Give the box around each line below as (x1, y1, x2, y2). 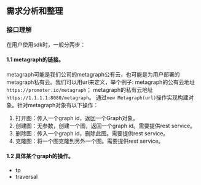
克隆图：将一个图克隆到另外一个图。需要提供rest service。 (15, 137, 164, 145)
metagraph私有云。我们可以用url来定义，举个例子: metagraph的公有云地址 (6, 78, 195, 86)
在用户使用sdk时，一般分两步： (6, 40, 86, 48)
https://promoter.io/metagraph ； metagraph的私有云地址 (6, 86, 154, 93)
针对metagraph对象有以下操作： (17, 101, 99, 108)
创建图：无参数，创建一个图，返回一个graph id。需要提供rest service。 (15, 122, 195, 129)
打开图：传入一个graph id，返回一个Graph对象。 (15, 114, 138, 121)
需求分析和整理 (6, 6, 63, 17)
